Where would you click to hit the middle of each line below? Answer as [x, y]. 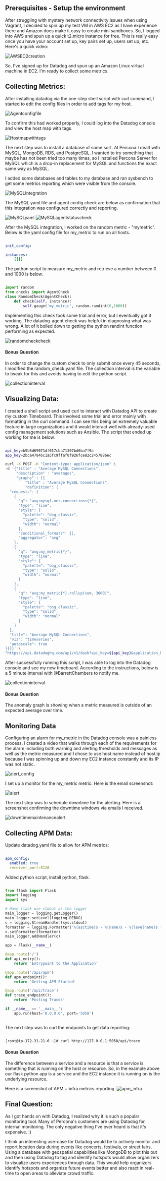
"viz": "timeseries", [32, 639]
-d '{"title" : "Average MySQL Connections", [53, 469]
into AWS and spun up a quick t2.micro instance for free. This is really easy [82, 36]
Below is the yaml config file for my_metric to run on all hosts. [68, 232]
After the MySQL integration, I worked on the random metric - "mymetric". [80, 227]
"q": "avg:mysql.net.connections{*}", [58, 501]
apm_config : [17, 858]
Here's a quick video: [27, 46]
